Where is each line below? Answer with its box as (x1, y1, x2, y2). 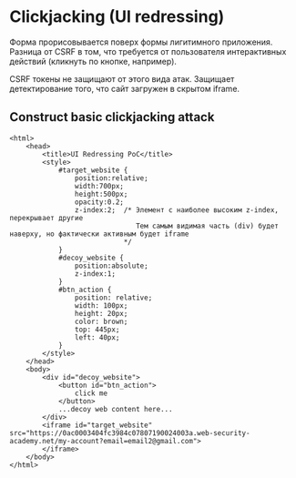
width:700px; (74, 181, 125, 190)
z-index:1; (74, 269, 117, 279)
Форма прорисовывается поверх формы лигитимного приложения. (9, 36, 273, 47)
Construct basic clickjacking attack (9, 109, 215, 125)
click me (74, 389, 107, 398)
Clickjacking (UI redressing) (9, 6, 225, 27)
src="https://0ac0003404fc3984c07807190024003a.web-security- (9, 428, 250, 438)
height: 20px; (74, 309, 128, 318)
